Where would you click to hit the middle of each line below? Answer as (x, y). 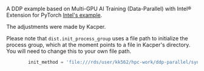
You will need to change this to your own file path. (69, 51)
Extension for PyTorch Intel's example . (54, 15)
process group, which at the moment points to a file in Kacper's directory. (98, 45)
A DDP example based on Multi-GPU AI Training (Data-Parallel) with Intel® (99, 9)
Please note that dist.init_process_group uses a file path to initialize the (97, 38)
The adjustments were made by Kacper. (56, 27)
